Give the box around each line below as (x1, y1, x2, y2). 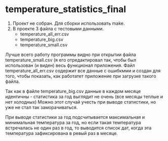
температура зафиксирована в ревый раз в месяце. (5, 130, 118, 136)
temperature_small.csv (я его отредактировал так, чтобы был (5, 57, 137, 63)
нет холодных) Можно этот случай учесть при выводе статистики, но (5, 99, 156, 105)
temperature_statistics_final (5, 4, 127, 15)
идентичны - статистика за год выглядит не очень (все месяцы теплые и (5, 93, 163, 100)
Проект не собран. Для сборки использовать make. (12, 20, 125, 26)
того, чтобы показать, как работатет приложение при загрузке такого (5, 73, 156, 79)
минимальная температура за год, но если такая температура (5, 119, 141, 125)
